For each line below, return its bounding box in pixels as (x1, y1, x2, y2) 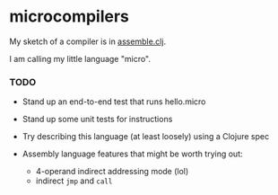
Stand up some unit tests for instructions (22, 114, 173, 125)
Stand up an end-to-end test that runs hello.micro (22, 96, 206, 107)
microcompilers (9, 6, 130, 27)
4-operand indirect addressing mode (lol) (35, 166, 189, 177)
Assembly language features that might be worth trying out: (22, 148, 243, 159)
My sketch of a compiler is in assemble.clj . (9, 36, 167, 47)
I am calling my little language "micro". (9, 53, 151, 64)
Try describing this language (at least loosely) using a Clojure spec (22, 131, 270, 142)
